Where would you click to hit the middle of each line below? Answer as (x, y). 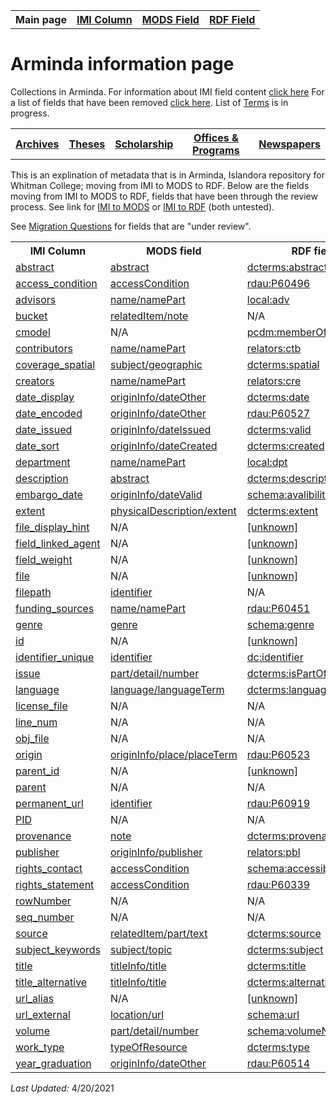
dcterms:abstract (287, 267)
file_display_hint (52, 527)
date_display (45, 397)
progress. (30, 113)
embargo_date (49, 494)
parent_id (37, 771)
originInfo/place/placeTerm (173, 754)
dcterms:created (285, 446)
